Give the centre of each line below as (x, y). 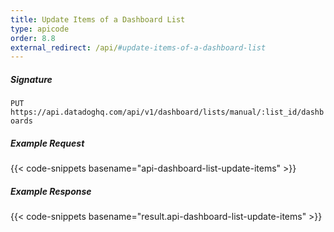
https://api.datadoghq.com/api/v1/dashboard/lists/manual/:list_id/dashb (167, 112)
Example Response (51, 191)
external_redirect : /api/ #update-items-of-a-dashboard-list (138, 47)
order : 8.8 (33, 38)
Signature (31, 79)
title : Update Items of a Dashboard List (98, 19)
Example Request (47, 143)
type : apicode (40, 29)
